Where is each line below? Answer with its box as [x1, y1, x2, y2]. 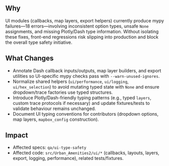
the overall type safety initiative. [5, 39, 73, 45]
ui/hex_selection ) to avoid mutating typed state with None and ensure [12, 84, 160, 90]
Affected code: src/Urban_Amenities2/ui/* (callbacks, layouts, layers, [12, 150, 160, 156]
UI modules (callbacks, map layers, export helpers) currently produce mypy [5, 17, 164, 23]
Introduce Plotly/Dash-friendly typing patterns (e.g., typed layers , [12, 94, 152, 101]
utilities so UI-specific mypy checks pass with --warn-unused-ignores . [12, 73, 160, 79]
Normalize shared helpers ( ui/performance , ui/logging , [12, 78, 129, 85]
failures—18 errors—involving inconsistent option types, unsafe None [5, 23, 149, 29]
